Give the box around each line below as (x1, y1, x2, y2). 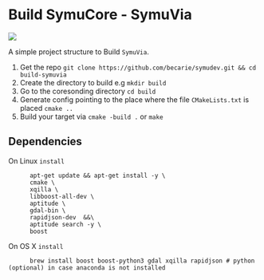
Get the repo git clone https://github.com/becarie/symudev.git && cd (19, 62, 257, 72)
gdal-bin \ (29, 206, 66, 215)
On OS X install (8, 241, 64, 250)
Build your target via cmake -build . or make (19, 112, 164, 121)
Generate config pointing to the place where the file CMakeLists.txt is (19, 94, 250, 105)
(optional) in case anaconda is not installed (8, 263, 166, 272)
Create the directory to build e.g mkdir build (19, 77, 167, 87)
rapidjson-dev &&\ (29, 213, 94, 221)
